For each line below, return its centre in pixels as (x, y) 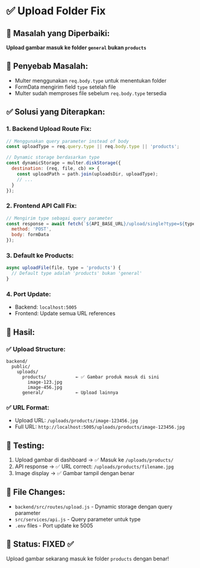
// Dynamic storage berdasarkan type (53, 158)
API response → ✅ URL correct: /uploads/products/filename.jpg (94, 467)
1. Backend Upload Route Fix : (49, 129)
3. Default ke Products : (40, 255)
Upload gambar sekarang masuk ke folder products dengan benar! (88, 558)
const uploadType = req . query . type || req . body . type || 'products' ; (93, 147)
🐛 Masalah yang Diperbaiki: (58, 33)
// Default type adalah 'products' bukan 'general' (77, 274)
